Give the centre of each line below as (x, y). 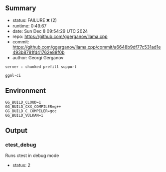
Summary (21, 8)
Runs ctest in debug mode (32, 156)
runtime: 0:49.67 (29, 26)
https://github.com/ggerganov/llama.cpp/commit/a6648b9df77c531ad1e (86, 47)
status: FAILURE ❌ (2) (35, 20)
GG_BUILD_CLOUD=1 (23, 102)
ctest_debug (21, 145)
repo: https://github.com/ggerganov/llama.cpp (60, 36)
